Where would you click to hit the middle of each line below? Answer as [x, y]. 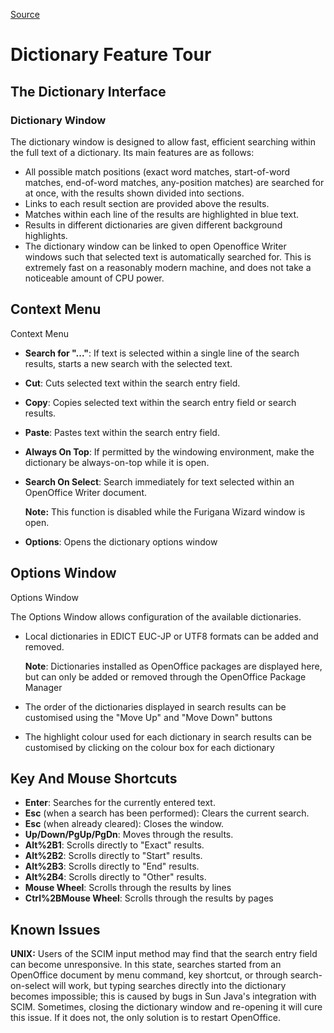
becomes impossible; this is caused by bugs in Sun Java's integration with [163, 996]
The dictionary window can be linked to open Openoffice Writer [155, 246]
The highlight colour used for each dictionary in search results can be [168, 736]
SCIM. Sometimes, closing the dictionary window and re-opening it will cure [166, 1007]
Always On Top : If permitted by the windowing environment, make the [169, 451]
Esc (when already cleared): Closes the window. [124, 824]
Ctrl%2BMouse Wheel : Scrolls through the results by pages [149, 898]
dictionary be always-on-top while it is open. [117, 462]
